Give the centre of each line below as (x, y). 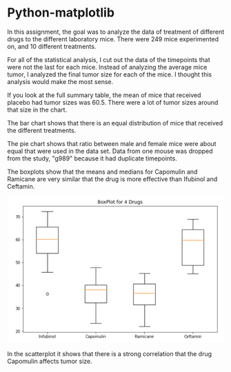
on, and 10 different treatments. (52, 46)
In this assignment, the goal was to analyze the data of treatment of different (116, 32)
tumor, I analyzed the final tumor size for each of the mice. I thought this (110, 74)
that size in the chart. (37, 110)
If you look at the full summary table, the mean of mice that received (104, 95)
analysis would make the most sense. (60, 81)
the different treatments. (42, 130)
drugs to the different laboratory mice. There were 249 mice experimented (113, 39)
